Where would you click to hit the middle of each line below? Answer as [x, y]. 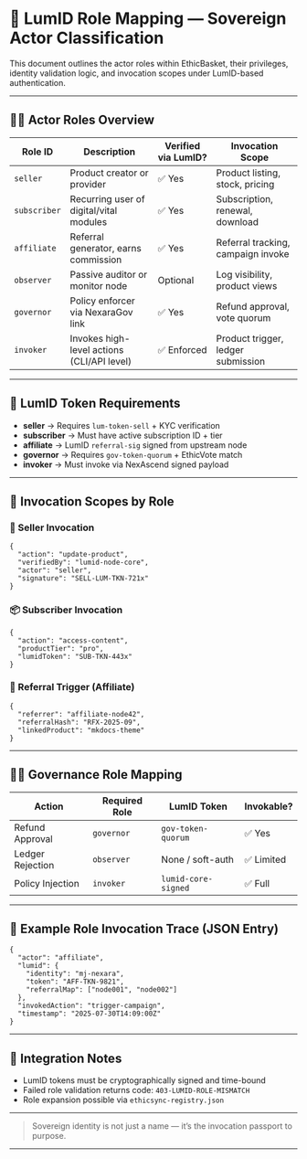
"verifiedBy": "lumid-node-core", [83, 563]
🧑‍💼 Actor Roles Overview [82, 120]
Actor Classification [87, 38]
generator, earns [106, 248]
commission [96, 260]
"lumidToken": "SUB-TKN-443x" [75, 656]
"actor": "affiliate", [61, 958]
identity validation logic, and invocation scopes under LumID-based [137, 73]
